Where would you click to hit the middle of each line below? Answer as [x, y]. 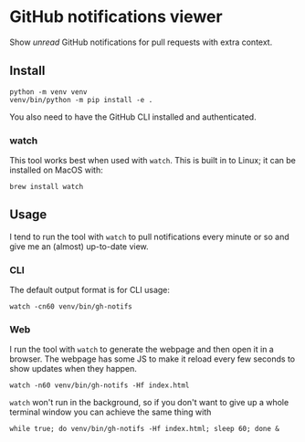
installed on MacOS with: [56, 170]
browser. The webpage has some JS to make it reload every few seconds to [152, 359]
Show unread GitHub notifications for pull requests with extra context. [141, 42]
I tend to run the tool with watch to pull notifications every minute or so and [149, 237]
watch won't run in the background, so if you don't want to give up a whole [149, 403]
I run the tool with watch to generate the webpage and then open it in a [142, 350]
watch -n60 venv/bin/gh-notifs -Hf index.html [100, 385]
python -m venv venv [49, 92]
